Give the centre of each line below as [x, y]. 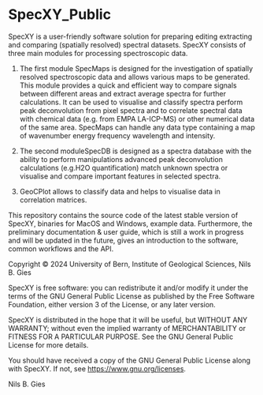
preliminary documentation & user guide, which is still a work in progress [126, 231]
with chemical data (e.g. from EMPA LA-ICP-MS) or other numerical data [137, 118]
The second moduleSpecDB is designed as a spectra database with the [135, 151]
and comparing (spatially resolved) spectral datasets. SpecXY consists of [127, 44]
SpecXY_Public [60, 15]
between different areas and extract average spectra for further [123, 93]
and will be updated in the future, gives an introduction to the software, [123, 240]
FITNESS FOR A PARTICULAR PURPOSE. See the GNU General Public [121, 337]
